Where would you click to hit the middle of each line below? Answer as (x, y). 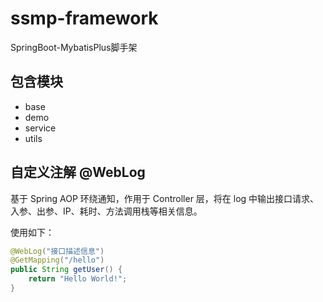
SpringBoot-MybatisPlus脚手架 (74, 47)
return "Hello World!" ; (78, 279)
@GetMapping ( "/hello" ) (57, 260)
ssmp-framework (84, 18)
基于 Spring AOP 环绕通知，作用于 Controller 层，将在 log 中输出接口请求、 (165, 198)
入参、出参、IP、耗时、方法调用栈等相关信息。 (106, 211)
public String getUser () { (66, 270)
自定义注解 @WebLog (78, 172)
